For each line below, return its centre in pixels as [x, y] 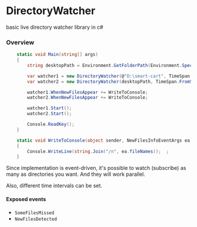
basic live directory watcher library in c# [55, 27]
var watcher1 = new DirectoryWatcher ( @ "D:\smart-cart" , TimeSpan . [110, 76]
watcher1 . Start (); [50, 108]
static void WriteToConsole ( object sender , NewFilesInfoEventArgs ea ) [105, 140]
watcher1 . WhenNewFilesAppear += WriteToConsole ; [88, 92]
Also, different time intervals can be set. [54, 186]
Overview [20, 42]
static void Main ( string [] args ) [57, 55]
